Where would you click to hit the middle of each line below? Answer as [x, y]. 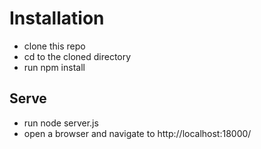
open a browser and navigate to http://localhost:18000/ [137, 133]
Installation [57, 18]
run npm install [54, 67]
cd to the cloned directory [77, 56]
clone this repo [54, 46]
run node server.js [61, 123]
